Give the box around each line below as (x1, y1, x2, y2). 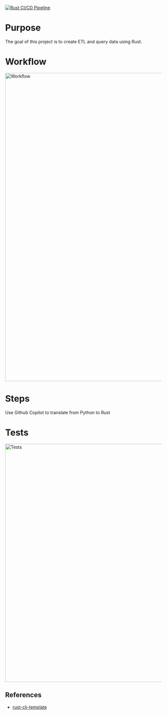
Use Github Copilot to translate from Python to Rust (5, 409, 110, 416)
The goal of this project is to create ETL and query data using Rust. (5, 38, 143, 44)
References (5, 691, 42, 700)
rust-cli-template (12, 704, 47, 710)
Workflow (5, 56, 47, 67)
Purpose (5, 22, 41, 33)
